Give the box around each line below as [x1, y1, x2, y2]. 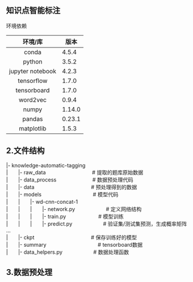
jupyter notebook [9, 67, 56, 75]
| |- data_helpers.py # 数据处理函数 [6, 249, 129, 256]
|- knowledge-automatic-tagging [6, 162, 86, 169]
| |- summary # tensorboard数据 [6, 241, 143, 248]
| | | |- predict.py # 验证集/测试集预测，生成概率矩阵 [6, 220, 187, 227]
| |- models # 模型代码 [6, 190, 119, 198]
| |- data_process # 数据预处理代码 [6, 176, 134, 183]
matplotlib [18, 124, 47, 132]
